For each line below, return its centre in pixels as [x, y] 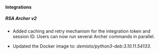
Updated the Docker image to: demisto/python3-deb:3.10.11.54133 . [82, 46]
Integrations [18, 7]
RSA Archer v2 [21, 18]
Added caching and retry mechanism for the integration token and [82, 31]
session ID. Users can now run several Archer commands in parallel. [84, 36]
